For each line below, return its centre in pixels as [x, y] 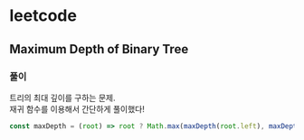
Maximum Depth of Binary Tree [99, 49]
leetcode [43, 16]
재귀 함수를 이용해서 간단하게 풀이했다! [77, 108]
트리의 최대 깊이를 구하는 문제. [62, 98]
